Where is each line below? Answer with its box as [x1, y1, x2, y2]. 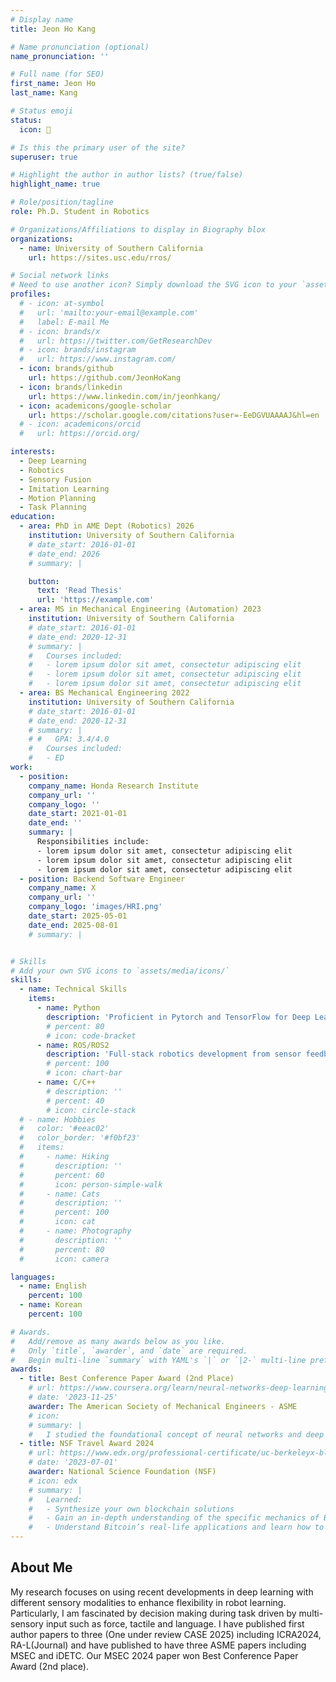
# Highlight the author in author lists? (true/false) [10, 170, 244, 180]
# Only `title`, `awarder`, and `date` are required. [10, 1346, 248, 1356]
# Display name [10, 14, 74, 25]
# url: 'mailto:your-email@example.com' [19, 307, 199, 318]
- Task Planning [19, 502, 87, 513]
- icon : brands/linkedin [19, 382, 123, 392]
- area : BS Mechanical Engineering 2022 [19, 688, 190, 698]
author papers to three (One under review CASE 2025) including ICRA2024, [10, 1628, 322, 1640]
